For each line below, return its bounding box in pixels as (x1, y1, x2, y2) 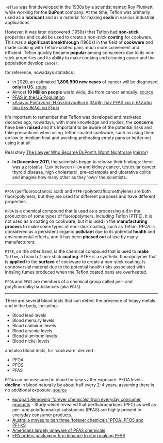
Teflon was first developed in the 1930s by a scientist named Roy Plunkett (5, 4, 153, 10)
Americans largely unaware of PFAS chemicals (12, 427, 106, 433)
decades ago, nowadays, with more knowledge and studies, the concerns (5, 119, 154, 125)
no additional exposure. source (5, 387, 67, 393)
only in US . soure (12, 84, 47, 89)
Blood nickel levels (12, 338, 49, 344)
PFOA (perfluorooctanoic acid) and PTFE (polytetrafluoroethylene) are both (5, 188, 151, 194)
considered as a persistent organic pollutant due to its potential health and (5, 229, 155, 234)
